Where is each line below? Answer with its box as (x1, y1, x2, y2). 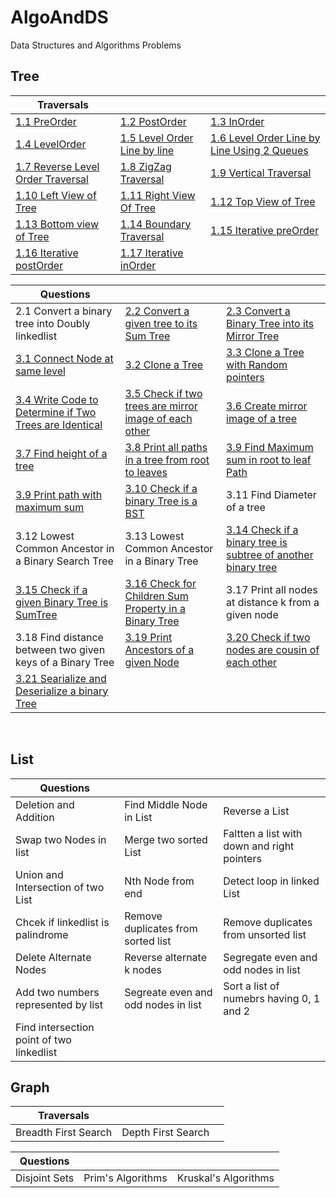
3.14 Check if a (226, 522, 299, 536)
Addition (15, 810, 55, 824)
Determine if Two (15, 405, 97, 419)
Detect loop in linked (223, 874, 320, 888)
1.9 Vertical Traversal (210, 166, 312, 180)
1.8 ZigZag (119, 159, 172, 173)
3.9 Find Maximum (226, 440, 314, 454)
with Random (226, 357, 288, 371)
